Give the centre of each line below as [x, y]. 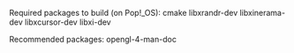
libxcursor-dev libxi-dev [68, 22]
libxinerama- [262, 13]
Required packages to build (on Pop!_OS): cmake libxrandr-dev [124, 13]
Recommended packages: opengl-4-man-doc [93, 39]
